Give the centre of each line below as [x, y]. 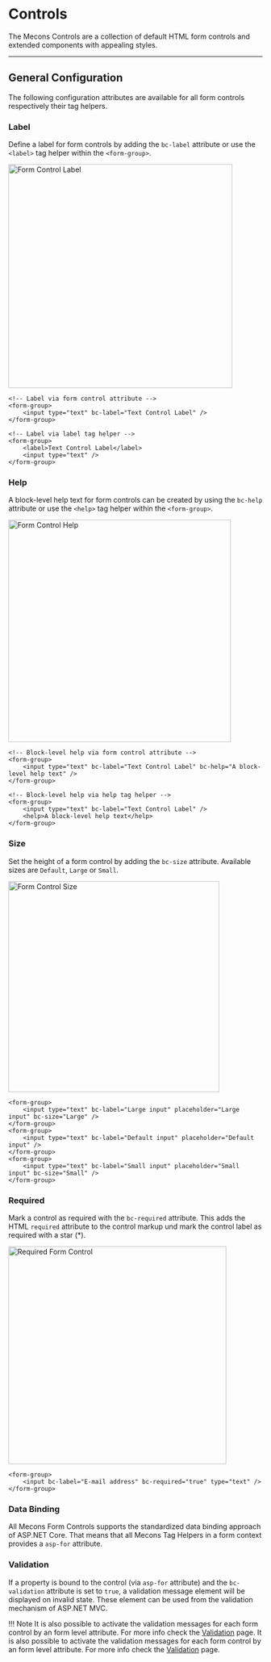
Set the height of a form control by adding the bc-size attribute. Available [130, 861]
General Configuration [66, 78]
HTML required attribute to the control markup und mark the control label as [135, 1226]
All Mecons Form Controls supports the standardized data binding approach [135, 1526]
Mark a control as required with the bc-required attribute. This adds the [127, 1217]
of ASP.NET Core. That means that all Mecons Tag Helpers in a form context [135, 1535]
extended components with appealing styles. [83, 44]
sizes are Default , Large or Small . [64, 870]
